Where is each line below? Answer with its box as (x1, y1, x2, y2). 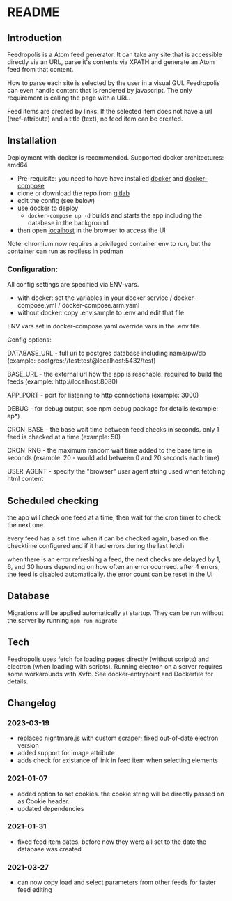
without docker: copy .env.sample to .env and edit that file (17, 308, 185, 317)
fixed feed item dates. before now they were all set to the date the (17, 838, 207, 846)
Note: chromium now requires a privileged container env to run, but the (7, 239, 211, 248)
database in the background (27, 218, 109, 227)
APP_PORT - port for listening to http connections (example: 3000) (7, 391, 199, 400)
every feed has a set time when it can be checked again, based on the (7, 534, 209, 543)
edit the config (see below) (17, 196, 95, 204)
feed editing (17, 886, 52, 894)
